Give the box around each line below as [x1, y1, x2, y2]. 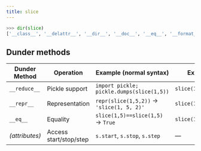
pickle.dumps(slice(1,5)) [95, 88, 169, 95]
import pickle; [95, 82, 139, 90]
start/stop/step [47, 135, 89, 144]
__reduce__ [9, 85, 40, 93]
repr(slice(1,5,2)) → [95, 97, 159, 105]
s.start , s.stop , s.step [95, 132, 160, 140]
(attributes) [9, 132, 41, 140]
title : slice [6, 8, 39, 15]
